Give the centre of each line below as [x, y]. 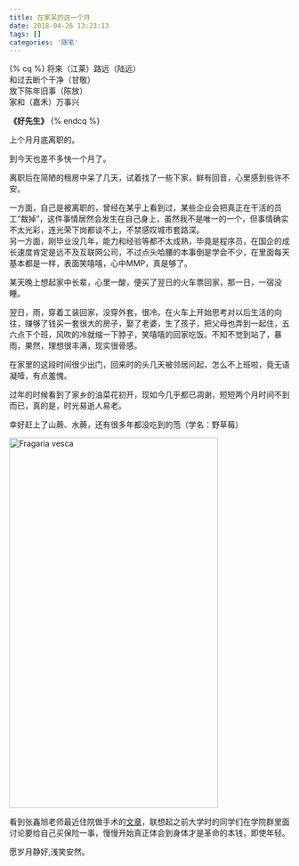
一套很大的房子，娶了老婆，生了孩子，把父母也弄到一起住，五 [177, 324]
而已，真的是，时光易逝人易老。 [68, 406]
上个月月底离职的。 [44, 140]
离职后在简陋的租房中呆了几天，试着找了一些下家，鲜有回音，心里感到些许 [145, 178]
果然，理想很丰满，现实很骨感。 [83, 346]
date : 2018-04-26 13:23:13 [59, 26]
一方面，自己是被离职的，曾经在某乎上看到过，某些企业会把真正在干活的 [141, 208]
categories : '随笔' [44, 42]
